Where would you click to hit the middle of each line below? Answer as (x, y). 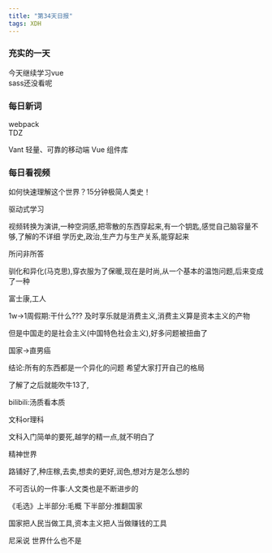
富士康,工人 (28, 298)
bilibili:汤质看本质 (37, 403)
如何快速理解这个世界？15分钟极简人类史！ (80, 192)
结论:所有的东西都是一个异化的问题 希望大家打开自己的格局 (106, 368)
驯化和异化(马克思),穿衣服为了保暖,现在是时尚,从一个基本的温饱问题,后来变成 (136, 271)
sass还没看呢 (30, 83)
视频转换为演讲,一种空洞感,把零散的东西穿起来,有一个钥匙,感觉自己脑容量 (130, 226)
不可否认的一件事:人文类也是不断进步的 (74, 489)
